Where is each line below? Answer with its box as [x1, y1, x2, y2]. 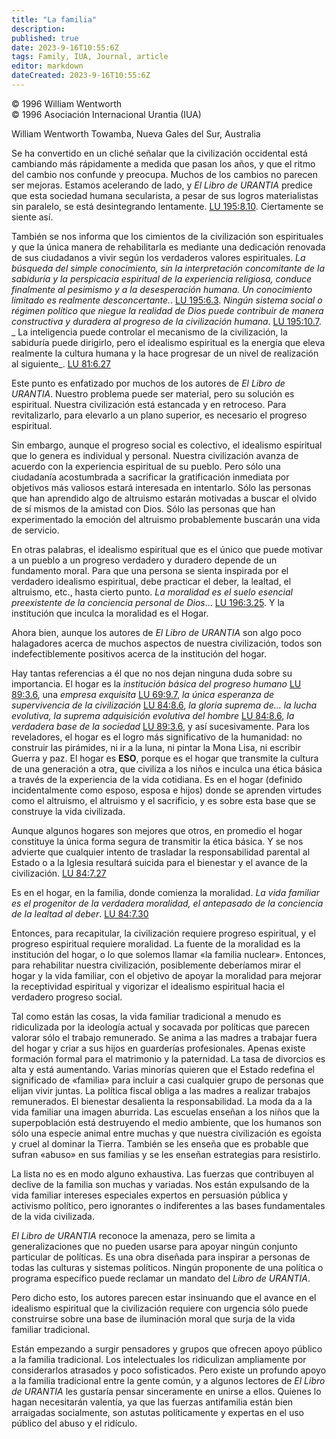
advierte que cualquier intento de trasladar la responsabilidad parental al [11, 846, 311, 858]
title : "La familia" [11, 14, 98, 25]
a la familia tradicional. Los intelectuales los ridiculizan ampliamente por [11, 1353, 307, 1365]
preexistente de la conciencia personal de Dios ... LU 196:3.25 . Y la [11, 596, 285, 608]
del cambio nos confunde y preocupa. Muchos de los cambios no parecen [11, 168, 318, 180]
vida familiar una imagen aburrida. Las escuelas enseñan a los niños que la [11, 1106, 320, 1118]
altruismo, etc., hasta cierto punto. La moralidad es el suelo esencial [11, 586, 293, 598]
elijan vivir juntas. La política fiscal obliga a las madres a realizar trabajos [11, 1084, 311, 1096]
